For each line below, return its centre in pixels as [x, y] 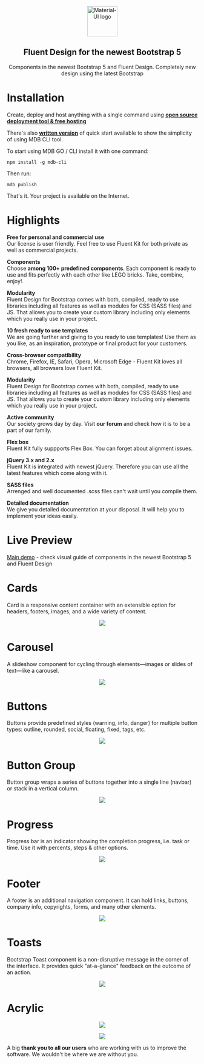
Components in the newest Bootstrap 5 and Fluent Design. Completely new [102, 67]
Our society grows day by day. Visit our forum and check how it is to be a [99, 423]
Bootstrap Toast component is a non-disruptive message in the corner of [98, 960]
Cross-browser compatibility [44, 355]
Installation [36, 98]
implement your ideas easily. [42, 516]
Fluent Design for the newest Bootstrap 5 [102, 52]
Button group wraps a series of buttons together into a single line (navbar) [99, 782]
